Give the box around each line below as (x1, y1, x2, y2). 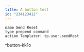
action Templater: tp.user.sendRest (5, 34, 79, 38)
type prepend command (5, 29, 49, 34)
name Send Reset (5, 25, 38, 30)
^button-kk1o (5, 42, 32, 48)
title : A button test (5, 7, 49, 12)
